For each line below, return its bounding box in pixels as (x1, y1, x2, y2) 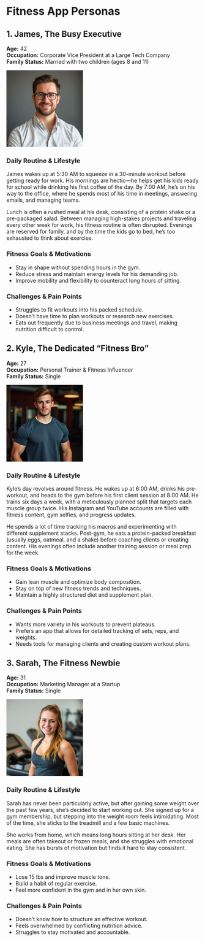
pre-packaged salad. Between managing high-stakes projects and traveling (6, 215, 197, 222)
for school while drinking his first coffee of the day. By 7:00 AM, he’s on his (6, 183, 196, 191)
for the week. (6, 549, 40, 556)
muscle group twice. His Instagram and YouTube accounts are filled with (6, 505, 189, 511)
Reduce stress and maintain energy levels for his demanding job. (15, 270, 179, 277)
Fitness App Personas (6, 4, 121, 18)
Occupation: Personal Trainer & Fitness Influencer (6, 366, 133, 373)
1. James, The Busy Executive (6, 29, 122, 39)
